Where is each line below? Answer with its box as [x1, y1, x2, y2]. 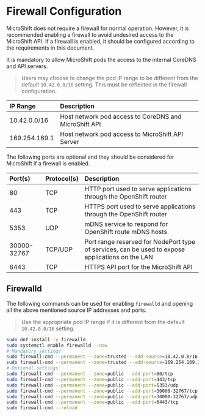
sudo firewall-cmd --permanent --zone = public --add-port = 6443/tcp [6, 399, 179, 406]
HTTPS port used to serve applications [84, 202, 196, 211]
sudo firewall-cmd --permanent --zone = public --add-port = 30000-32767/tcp [6, 388, 198, 394]
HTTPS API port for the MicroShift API [84, 262, 193, 271]
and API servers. [6, 62, 48, 70]
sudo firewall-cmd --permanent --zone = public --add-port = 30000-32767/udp [6, 393, 198, 399]
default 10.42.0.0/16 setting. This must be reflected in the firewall [21, 81, 187, 88]
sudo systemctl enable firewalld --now [6, 342, 108, 349]
